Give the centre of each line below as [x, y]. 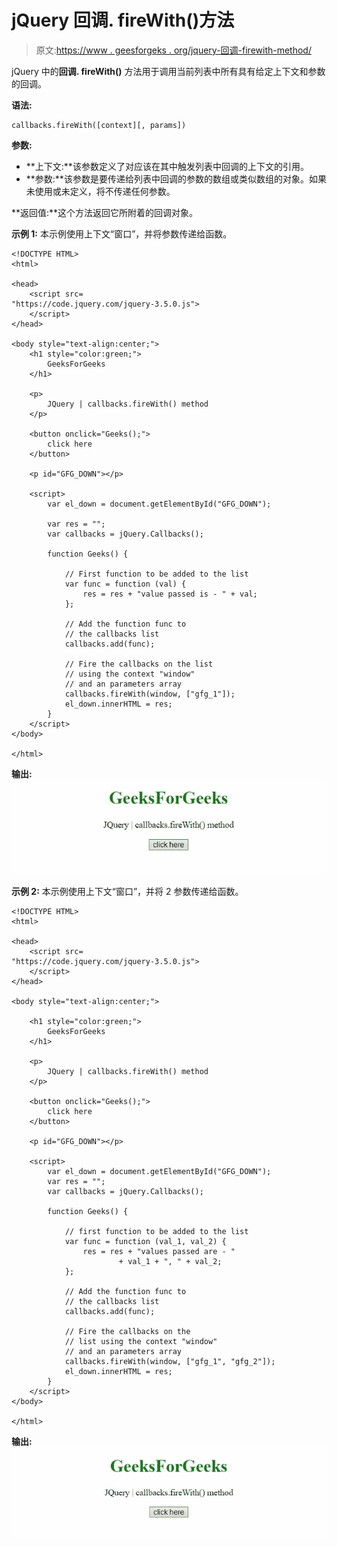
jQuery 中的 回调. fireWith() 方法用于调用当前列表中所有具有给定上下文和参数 [168, 71]
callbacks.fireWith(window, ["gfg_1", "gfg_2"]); [170, 1361]
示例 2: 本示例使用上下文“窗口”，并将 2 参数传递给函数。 [127, 891]
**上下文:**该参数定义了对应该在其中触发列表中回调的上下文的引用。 [167, 166]
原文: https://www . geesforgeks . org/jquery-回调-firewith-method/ [173, 50]
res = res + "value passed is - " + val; [170, 594]
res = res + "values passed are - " [159, 1251]
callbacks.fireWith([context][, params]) [99, 125]
